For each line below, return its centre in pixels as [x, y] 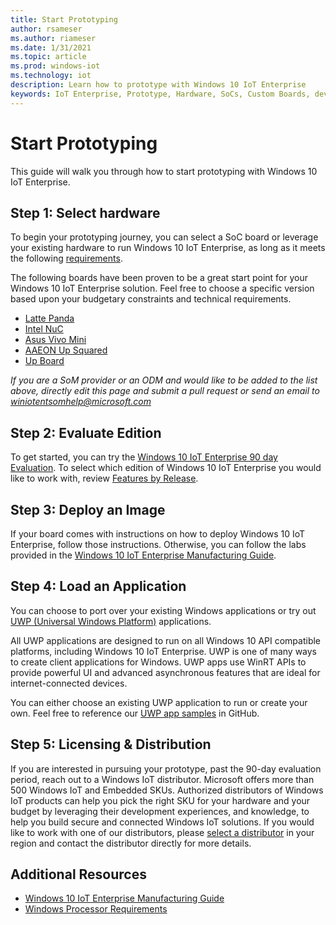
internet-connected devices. [69, 683]
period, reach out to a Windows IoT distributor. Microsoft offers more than [162, 779]
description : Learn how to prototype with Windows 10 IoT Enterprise [158, 85]
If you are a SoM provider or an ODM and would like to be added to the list [164, 380]
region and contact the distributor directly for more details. [131, 843]
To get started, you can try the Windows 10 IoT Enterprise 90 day [144, 457]
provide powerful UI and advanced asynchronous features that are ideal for [165, 672]
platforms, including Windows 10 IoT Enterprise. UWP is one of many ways [164, 651]
